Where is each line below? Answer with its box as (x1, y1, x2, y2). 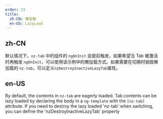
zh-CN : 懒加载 (9, 16, 37, 21)
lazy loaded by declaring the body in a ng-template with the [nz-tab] (5, 98, 145, 104)
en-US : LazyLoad (9, 21, 43, 26)
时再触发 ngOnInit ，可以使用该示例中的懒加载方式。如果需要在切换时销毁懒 (5, 59, 159, 65)
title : (5, 12, 19, 17)
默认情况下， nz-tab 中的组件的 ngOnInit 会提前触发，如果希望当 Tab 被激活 (5, 53, 158, 59)
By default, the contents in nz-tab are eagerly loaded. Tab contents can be (5, 92, 157, 98)
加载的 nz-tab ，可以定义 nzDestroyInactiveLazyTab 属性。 (5, 65, 121, 71)
